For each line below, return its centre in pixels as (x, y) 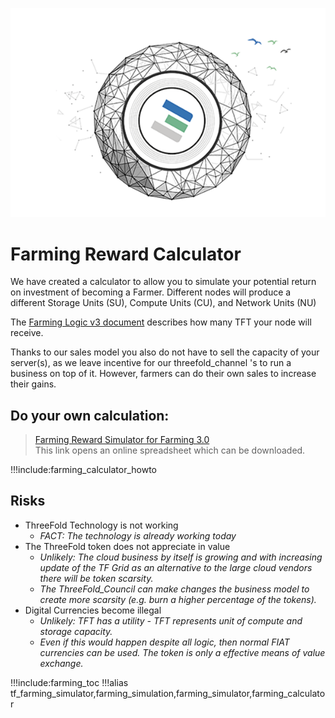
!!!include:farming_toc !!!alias (69, 682)
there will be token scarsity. (96, 578)
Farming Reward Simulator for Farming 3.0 (122, 440)
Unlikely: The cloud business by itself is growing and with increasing (181, 557)
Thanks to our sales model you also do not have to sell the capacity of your (165, 352)
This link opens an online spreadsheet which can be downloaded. (170, 450)
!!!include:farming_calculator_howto (83, 470)
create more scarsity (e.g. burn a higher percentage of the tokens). (178, 599)
